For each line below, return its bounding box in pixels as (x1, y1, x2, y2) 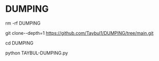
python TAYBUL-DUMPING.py (5, 50, 68, 56)
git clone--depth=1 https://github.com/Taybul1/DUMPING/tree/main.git (5, 30, 154, 36)
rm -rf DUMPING (5, 20, 41, 26)
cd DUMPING (5, 39, 34, 46)
